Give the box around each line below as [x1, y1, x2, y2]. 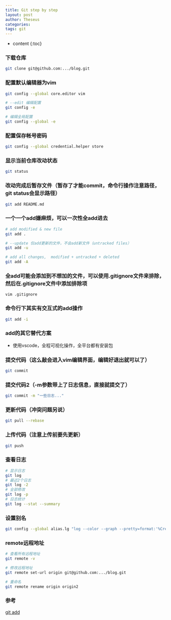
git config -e [5, 105, 36, 110]
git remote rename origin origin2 [5, 584, 79, 589]
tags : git [5, 27, 26, 32]
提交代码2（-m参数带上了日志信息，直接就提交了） [5, 381, 131, 388]
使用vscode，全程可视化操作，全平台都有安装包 [12, 342, 113, 348]
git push [5, 443, 24, 448]
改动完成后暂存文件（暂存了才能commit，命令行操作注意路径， [5, 182, 160, 189]
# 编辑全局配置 [5, 114, 33, 120]
